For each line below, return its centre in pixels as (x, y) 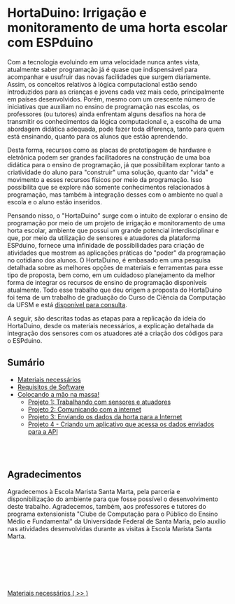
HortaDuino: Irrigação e (77, 13)
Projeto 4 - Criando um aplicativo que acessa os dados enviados (121, 424)
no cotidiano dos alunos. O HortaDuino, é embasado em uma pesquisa (109, 260)
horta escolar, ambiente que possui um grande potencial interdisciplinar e (113, 230)
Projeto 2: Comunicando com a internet (84, 409)
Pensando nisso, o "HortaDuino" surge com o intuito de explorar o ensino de (117, 216)
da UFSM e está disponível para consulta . (67, 304)
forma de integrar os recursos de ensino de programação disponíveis (107, 282)
